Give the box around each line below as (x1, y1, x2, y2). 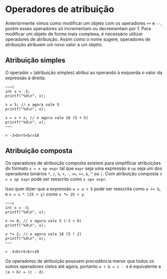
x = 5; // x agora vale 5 (5, 102, 59, 107)
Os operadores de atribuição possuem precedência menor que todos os (5, 258, 154, 264)
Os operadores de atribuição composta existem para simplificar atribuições (5, 160, 161, 166)
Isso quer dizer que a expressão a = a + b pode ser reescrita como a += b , (5, 185, 161, 192)
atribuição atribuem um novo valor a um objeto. (5, 41, 103, 47)
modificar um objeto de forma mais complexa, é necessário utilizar (5, 31, 143, 37)
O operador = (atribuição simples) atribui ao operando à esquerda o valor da (5, 69, 162, 75)
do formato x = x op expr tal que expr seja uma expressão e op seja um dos (5, 165, 162, 171)
